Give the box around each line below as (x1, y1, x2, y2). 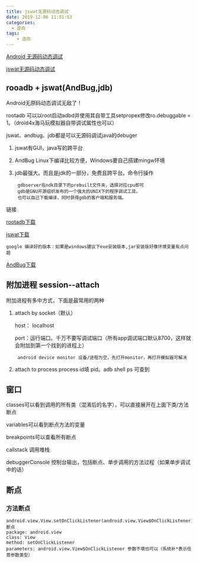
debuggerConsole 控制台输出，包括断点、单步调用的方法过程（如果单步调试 (6, 459, 191, 466)
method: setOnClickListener (6, 540, 75, 546)
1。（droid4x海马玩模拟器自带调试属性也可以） (6, 119, 118, 126)
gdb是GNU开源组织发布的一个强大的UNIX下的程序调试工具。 (17, 188, 141, 195)
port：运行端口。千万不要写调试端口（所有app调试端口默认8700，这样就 (14, 334, 192, 341)
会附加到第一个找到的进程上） (14, 341, 87, 348)
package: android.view (6, 529, 62, 535)
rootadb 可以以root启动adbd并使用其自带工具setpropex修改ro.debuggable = (6, 111, 192, 118)
